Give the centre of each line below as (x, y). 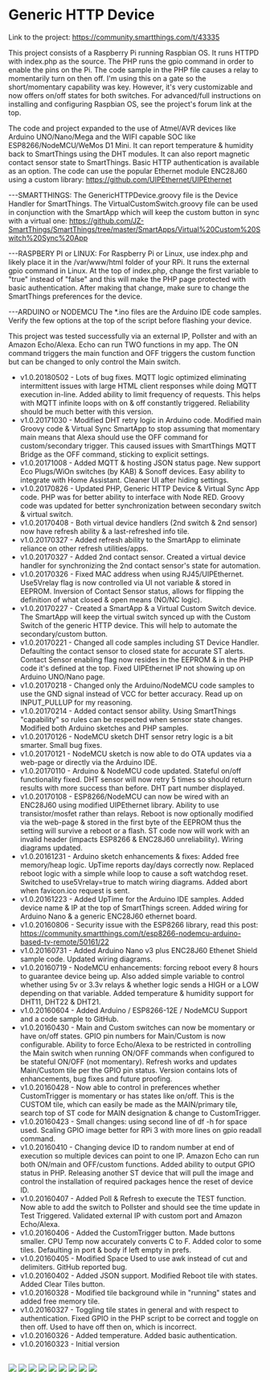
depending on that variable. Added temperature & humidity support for (137, 993)
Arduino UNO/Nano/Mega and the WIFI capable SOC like (102, 136)
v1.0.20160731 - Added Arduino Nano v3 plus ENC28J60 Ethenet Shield (139, 950)
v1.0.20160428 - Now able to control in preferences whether (120, 1087)
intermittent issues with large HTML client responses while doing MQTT (138, 386)
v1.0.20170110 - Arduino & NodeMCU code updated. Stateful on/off (131, 771)
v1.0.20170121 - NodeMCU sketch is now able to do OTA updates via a (135, 754)
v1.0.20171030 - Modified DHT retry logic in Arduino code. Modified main (141, 419)
